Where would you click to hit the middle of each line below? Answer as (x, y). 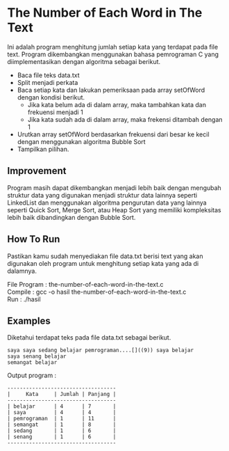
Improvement (37, 171)
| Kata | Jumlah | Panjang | (62, 395)
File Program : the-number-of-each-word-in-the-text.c (86, 284)
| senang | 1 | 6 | (62, 437)
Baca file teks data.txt (48, 75)
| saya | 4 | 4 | (62, 413)
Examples (29, 321)
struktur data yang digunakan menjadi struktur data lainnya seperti (102, 195)
